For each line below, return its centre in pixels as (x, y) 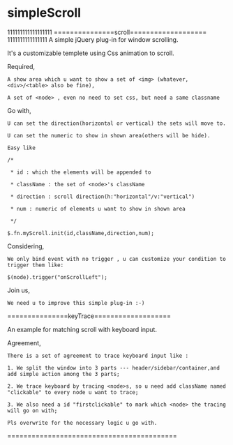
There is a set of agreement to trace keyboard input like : (98, 356)
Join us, (18, 290)
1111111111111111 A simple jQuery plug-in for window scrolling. (93, 39)
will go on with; (32, 410)
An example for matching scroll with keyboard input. (82, 329)
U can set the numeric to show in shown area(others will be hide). (109, 135)
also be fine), (73, 85)
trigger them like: (36, 265)
